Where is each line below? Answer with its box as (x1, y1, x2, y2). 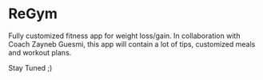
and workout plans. (8, 48, 72, 57)
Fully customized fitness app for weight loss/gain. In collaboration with (8, 31, 241, 40)
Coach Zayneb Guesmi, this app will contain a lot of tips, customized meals (8, 39, 256, 48)
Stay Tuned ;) (8, 63, 53, 72)
